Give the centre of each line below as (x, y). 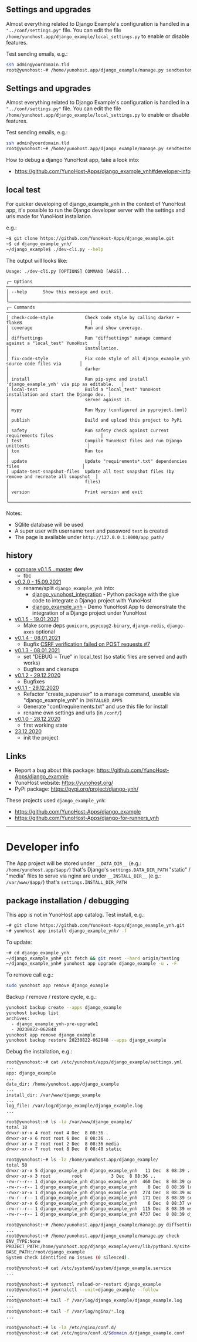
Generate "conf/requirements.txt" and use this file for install (96, 707)
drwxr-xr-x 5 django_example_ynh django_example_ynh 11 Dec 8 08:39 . (98, 1171)
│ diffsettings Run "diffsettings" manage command (89, 338)
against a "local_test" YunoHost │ (53, 343)
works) (32, 663)
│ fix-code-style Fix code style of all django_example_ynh (98, 358)
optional (45, 632)
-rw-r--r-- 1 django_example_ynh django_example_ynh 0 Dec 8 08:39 (95, 1187)
